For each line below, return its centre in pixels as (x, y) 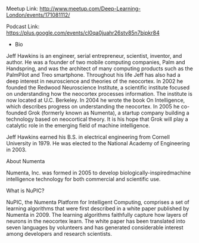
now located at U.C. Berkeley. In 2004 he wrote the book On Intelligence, (96, 100)
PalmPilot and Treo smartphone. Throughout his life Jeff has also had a (93, 75)
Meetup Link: (22, 9)
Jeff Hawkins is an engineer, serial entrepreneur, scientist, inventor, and (94, 56)
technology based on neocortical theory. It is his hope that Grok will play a (97, 119)
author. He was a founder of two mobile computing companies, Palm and (96, 62)
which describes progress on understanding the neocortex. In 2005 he (93, 106)
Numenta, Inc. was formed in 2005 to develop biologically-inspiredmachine (99, 173)
